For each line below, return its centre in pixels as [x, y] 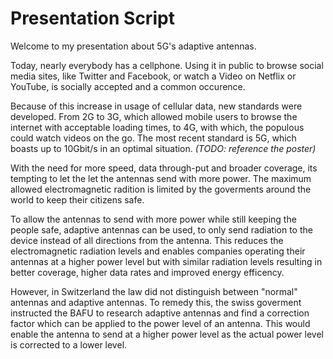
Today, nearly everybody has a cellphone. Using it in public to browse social [167, 65]
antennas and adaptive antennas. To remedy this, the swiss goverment [156, 302]
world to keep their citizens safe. [77, 199]
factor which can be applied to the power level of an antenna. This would [160, 323]
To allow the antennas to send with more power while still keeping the [153, 219]
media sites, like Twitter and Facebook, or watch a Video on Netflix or [153, 76]
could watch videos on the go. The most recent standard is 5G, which [153, 138]
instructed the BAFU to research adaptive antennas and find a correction [160, 313]
